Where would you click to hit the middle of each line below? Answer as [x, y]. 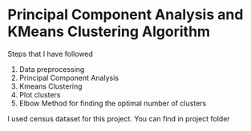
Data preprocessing [52, 69]
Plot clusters [40, 94]
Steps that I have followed [51, 54]
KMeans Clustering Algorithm [109, 32]
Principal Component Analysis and [125, 15]
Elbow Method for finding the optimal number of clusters [113, 103]
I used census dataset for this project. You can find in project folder [119, 118]
